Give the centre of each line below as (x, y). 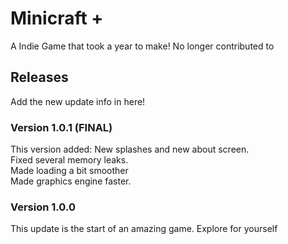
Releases (39, 77)
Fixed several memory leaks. (69, 160)
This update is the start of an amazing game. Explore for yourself (144, 229)
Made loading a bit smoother (69, 171)
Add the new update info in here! (78, 101)
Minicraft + (57, 18)
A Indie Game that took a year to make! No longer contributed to (142, 46)
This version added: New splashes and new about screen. (130, 149)
